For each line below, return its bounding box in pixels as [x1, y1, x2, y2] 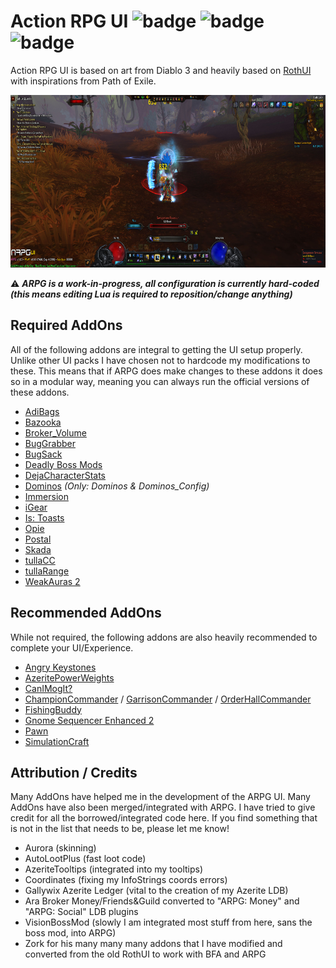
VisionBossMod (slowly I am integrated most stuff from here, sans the [24, 916, 313, 929]
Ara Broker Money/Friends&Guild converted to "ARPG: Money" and [24, 895, 300, 907]
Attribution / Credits [10, 764, 138, 781]
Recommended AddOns [10, 605, 162, 622]
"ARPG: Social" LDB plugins [24, 906, 139, 918]
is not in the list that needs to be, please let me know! [10, 823, 230, 835]
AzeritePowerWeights [24, 671, 115, 684]
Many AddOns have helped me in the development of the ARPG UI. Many [10, 791, 311, 803]
